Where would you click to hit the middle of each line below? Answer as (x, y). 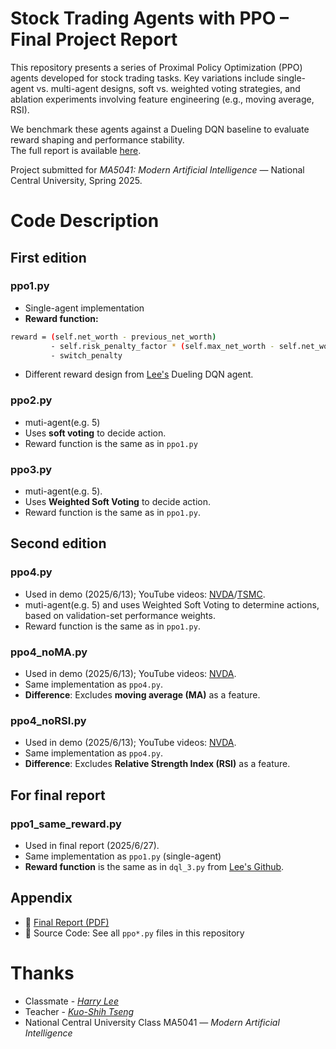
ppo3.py (31, 469)
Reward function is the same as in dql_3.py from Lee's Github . (154, 866)
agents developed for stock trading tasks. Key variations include (142, 78)
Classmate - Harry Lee (71, 1001)
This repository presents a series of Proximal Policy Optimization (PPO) (156, 67)
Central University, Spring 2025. (76, 180)
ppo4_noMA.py (49, 652)
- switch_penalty (86, 355)
